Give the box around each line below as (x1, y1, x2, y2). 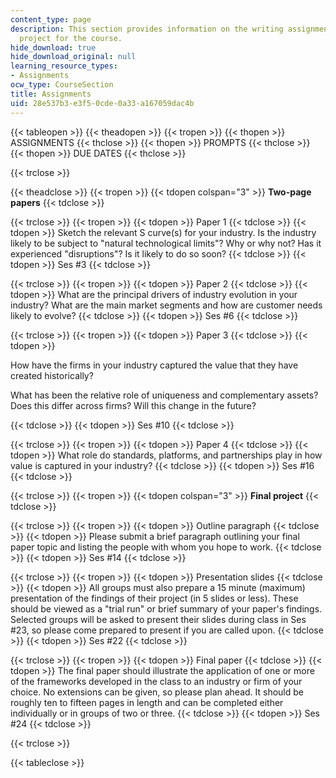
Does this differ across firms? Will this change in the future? (10, 399, 257, 411)
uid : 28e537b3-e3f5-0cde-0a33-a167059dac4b (10, 98, 195, 108)
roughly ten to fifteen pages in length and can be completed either (10, 696, 284, 708)
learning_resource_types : (10, 61, 118, 71)
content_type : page (10, 14, 92, 25)
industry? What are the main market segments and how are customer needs (10, 299, 323, 311)
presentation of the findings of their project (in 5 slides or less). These (10, 592, 299, 604)
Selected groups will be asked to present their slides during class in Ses (10, 613, 307, 625)
